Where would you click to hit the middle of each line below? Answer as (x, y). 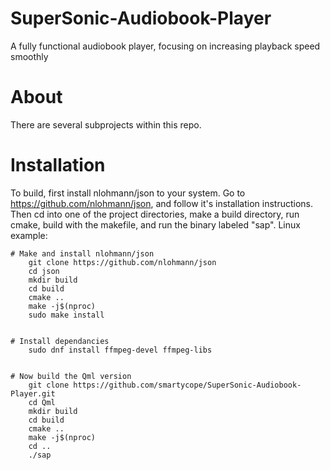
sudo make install (66, 315)
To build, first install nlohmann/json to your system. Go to (128, 193)
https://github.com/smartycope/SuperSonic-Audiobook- (187, 385)
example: (29, 235)
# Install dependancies (60, 341)
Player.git (33, 393)
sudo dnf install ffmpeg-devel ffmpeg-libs (120, 350)
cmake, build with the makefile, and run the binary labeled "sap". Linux (155, 224)
